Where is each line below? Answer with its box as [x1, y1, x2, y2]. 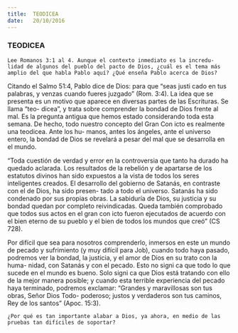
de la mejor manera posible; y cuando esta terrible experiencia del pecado [7, 276, 225, 285]
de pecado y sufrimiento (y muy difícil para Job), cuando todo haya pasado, [7, 245, 230, 254]
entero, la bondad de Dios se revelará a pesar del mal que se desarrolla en [7, 135, 225, 143]
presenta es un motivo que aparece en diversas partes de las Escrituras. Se [7, 97, 229, 106]
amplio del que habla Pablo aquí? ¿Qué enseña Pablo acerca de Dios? [7, 69, 218, 76]
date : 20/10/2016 [7, 17, 65, 24]
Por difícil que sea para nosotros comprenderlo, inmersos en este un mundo [7, 238, 231, 247]
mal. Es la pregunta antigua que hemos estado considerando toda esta [7, 112, 215, 121]
